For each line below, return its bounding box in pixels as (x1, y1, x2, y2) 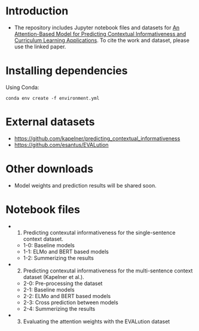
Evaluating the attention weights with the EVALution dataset (23, 318, 170, 325)
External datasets (5, 115, 95, 129)
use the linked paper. (14, 43, 66, 50)
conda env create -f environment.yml (5, 95, 100, 101)
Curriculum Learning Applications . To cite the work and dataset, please (14, 36, 189, 44)
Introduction (5, 4, 69, 18)
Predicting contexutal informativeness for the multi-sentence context (23, 267, 193, 274)
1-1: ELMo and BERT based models (23, 248, 109, 255)
